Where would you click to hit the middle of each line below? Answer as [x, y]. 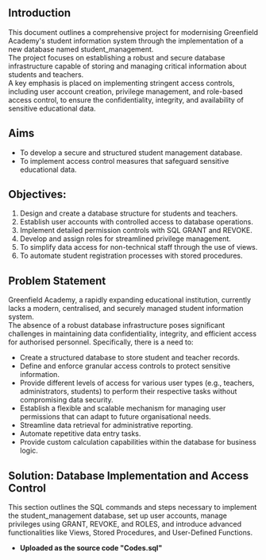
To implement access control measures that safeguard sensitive [124, 161]
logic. [29, 451]
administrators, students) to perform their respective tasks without [128, 391]
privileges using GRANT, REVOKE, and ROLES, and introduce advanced [125, 524]
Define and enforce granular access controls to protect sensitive [125, 366]
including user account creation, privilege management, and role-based [126, 91]
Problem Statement [57, 280]
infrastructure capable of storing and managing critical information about [127, 66]
